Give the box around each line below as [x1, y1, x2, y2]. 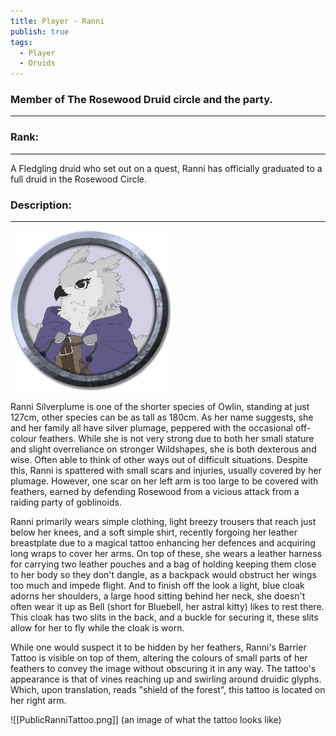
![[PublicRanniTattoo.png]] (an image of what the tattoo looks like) [10, 714, 282, 726]
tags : [10, 37, 33, 47]
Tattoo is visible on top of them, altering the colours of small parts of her [10, 652, 308, 664]
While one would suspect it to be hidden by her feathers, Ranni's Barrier [10, 641, 307, 654]
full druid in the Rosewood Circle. [10, 173, 147, 185]
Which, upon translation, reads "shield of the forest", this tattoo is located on [10, 684, 326, 696]
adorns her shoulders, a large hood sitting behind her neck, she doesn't [10, 590, 306, 602]
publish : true [10, 26, 70, 37]
